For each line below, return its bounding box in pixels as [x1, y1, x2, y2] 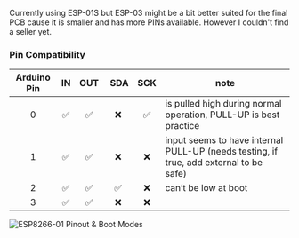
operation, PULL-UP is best [165, 108, 280, 121]
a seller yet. [9, 27, 52, 36]
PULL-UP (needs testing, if [165, 146, 279, 158]
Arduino [15, 71, 51, 83]
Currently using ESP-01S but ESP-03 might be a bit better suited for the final [9, 8, 288, 18]
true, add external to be [165, 156, 263, 169]
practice [165, 120, 200, 132]
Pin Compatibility [9, 48, 86, 60]
